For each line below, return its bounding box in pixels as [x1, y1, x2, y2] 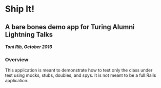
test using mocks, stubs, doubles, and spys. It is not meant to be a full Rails [5, 72, 156, 78]
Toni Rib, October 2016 [5, 44, 53, 50]
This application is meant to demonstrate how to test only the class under [5, 67, 153, 73]
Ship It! [5, 3, 35, 15]
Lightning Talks [5, 30, 53, 38]
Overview [5, 56, 29, 63]
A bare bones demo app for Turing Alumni [5, 23, 135, 31]
